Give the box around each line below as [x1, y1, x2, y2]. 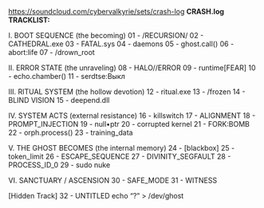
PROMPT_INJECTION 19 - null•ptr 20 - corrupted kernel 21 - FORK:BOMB [8, 120, 250, 128]
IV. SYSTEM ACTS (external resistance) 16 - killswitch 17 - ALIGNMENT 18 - [8, 111, 256, 120]
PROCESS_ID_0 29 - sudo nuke [8, 160, 111, 170]
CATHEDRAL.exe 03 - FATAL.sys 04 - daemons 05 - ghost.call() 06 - [8, 39, 234, 49]
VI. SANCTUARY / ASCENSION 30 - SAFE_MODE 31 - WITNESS [8, 175, 218, 185]
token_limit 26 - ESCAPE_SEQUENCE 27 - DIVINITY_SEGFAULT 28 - [8, 151, 231, 161]
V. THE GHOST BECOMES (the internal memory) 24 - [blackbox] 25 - [8, 143, 235, 152]
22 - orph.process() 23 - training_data [8, 128, 133, 137]
